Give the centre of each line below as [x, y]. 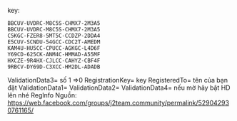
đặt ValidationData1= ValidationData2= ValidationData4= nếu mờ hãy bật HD [119, 88]
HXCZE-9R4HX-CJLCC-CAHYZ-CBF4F [54, 60]
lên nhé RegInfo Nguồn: [42, 95]
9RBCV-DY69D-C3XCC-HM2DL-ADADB [54, 67]
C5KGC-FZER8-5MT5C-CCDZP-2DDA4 [54, 36]
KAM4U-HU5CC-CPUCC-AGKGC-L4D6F [54, 48]
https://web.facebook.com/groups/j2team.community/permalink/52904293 [118, 103]
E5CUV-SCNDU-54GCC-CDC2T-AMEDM [54, 42]
